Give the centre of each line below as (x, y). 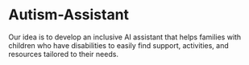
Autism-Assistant (69, 15)
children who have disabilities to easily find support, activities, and (119, 45)
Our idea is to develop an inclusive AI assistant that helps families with (125, 37)
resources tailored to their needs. (64, 54)
